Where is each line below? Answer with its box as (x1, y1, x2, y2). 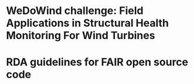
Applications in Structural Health (6, 16, 169, 30)
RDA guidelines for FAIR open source (6, 55, 189, 69)
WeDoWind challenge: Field (6, 4, 144, 17)
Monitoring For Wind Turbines (6, 29, 155, 42)
